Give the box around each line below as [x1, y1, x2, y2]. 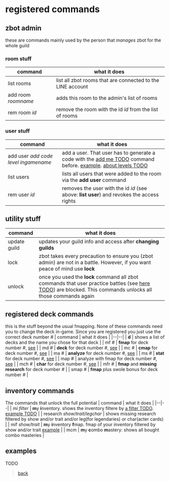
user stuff [5, 128, 30, 135]
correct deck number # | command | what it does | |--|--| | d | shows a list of [5, 334, 165, 340]
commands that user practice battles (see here [38, 280, 150, 287]
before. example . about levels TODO [62, 162, 148, 169]
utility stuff [5, 214, 41, 223]
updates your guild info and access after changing [38, 238, 159, 245]
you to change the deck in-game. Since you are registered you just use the [5, 328, 161, 335]
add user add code [8, 152, 53, 159]
